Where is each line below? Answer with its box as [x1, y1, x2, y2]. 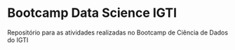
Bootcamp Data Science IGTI [7, 5, 177, 21]
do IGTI [7, 35, 29, 44]
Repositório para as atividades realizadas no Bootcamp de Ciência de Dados [7, 28, 229, 37]
